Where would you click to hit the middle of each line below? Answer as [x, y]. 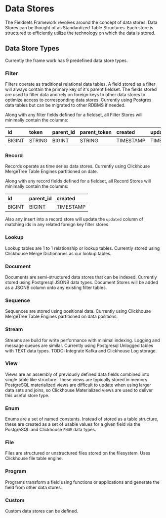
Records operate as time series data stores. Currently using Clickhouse [78, 166]
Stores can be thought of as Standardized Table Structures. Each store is [79, 27]
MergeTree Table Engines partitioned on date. [52, 172]
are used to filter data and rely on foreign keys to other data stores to [75, 95]
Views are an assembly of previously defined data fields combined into [77, 374]
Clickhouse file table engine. [34, 459]
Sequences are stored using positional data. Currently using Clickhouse [78, 311]
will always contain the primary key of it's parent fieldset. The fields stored [81, 89]
